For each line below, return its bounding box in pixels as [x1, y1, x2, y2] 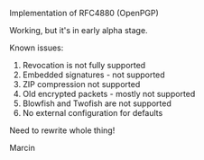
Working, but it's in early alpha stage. [9, 25, 148, 35]
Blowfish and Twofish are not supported [22, 98, 172, 109]
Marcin [9, 143, 36, 153]
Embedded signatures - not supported [22, 69, 165, 80]
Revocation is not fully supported [22, 60, 146, 70]
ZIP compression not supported [22, 79, 141, 89]
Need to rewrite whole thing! [9, 125, 116, 136]
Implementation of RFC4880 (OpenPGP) [9, 8, 160, 18]
